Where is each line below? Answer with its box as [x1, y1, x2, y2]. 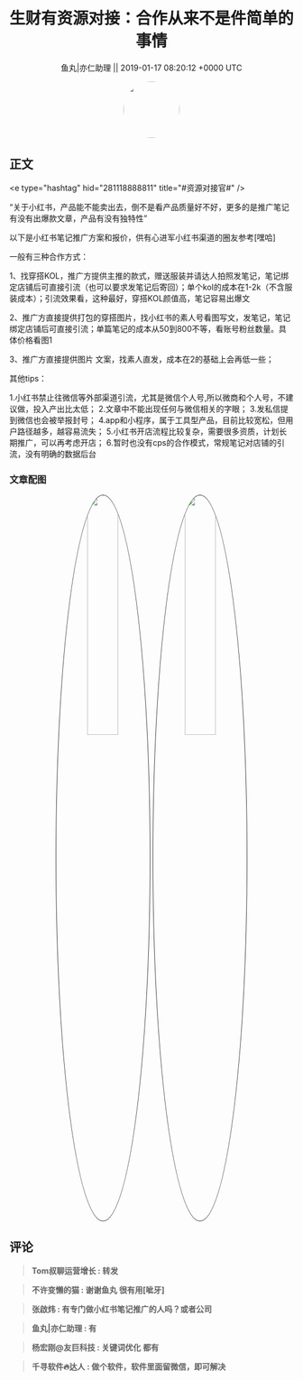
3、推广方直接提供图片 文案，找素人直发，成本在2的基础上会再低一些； [9, 354, 275, 364]
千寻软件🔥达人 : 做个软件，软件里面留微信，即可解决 [31, 1361, 226, 1372]
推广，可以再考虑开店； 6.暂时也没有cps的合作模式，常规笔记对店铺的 [16, 437, 278, 447]
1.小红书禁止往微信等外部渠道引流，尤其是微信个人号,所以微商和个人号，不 [9, 391, 286, 402]
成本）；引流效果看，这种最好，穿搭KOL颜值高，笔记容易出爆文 [16, 292, 251, 303]
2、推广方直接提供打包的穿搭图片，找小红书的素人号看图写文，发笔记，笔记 [9, 312, 291, 323]
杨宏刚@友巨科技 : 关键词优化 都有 [31, 1341, 160, 1353]
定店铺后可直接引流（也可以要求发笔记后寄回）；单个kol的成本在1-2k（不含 [9, 281, 286, 292]
